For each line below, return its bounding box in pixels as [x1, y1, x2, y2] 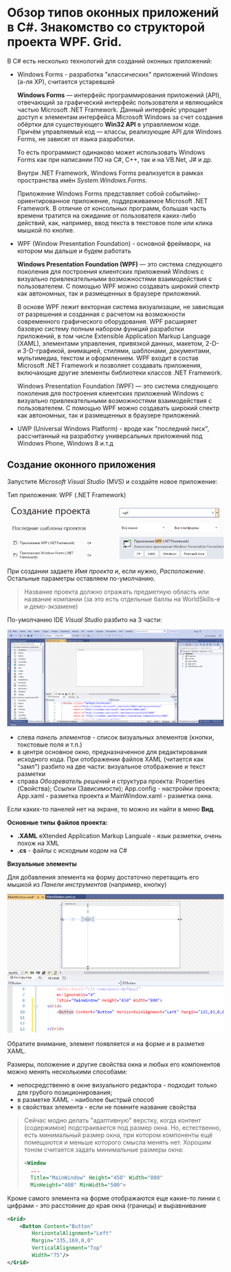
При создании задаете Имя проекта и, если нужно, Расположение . [7, 567, 206, 575]
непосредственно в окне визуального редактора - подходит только [16, 1081, 217, 1089]
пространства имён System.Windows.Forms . [16, 176, 148, 184]
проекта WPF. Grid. [7, 34, 122, 50]
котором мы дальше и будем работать [16, 247, 132, 255]
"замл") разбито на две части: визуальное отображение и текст [16, 762, 206, 771]
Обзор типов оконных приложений [7, 5, 219, 21]
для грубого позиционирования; [16, 1088, 113, 1096]
